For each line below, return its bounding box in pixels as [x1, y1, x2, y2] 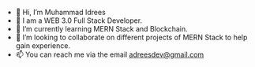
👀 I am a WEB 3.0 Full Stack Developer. [15, 16, 143, 25]
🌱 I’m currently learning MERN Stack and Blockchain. [15, 24, 188, 33]
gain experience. [15, 41, 71, 50]
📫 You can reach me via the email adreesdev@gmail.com [15, 50, 204, 59]
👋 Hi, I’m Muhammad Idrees [15, 8, 107, 17]
